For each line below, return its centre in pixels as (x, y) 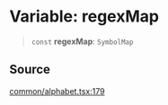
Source (30, 70)
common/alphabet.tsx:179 (57, 91)
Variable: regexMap (84, 17)
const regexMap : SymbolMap (82, 41)
